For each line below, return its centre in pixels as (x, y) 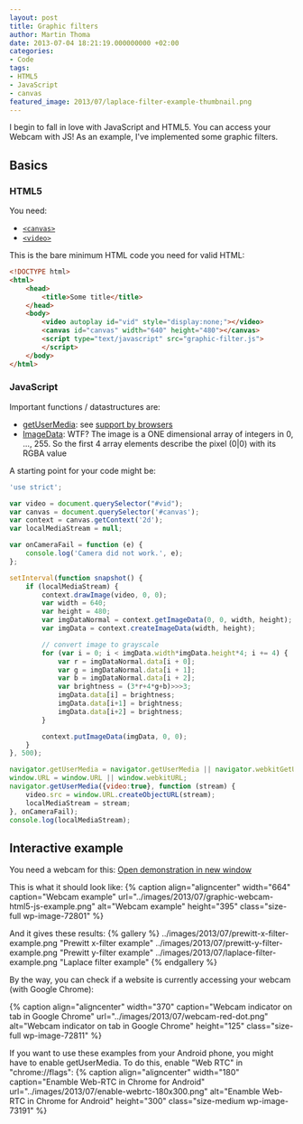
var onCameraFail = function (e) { (76, 545)
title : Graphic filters (54, 26)
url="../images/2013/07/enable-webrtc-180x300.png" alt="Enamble (135, 1091)
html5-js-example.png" (53, 906)
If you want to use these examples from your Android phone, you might (142, 1054)
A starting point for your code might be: (83, 470)
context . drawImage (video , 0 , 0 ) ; (105, 595)
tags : (19, 69)
